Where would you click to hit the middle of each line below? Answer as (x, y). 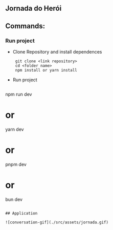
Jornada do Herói (33, 8)
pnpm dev (16, 164)
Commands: (25, 26)
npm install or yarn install (46, 70)
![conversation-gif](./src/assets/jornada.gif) (57, 222)
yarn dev (15, 129)
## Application (21, 213)
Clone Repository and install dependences (57, 52)
